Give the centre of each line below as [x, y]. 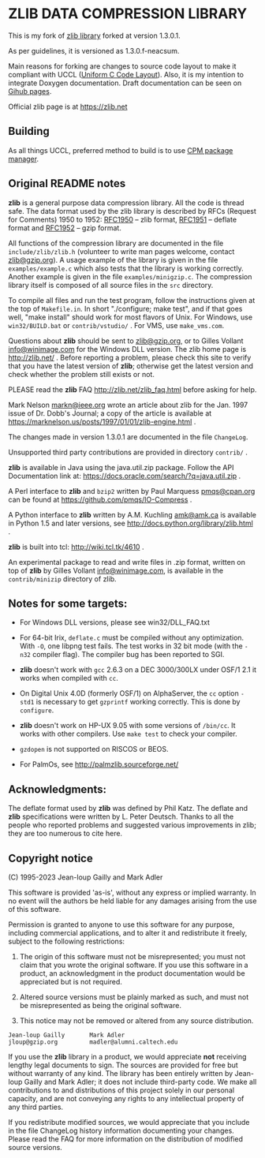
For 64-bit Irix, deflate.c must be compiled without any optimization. [132, 638]
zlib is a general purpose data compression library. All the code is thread [126, 203]
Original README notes [67, 183]
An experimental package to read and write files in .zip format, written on [127, 562]
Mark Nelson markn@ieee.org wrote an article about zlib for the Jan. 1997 [128, 405]
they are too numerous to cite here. [65, 834]
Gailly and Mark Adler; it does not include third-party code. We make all [140, 1082]
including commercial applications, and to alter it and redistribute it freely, [128, 933]
